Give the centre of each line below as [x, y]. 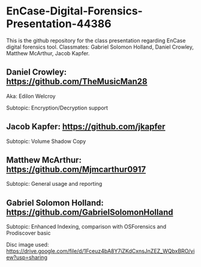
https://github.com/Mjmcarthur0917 [76, 169]
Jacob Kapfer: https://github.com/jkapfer [86, 127]
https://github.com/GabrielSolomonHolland [90, 212]
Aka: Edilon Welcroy [31, 96]
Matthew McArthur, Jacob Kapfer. [48, 53]
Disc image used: [28, 245]
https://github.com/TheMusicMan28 [77, 81]
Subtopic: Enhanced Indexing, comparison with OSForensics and [86, 227]
